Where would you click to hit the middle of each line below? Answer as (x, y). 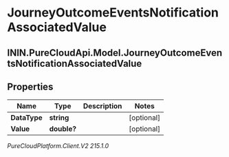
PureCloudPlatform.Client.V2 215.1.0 (58, 146)
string (59, 118)
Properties (30, 86)
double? (63, 129)
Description (102, 106)
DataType (26, 118)
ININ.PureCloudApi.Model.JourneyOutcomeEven (115, 53)
